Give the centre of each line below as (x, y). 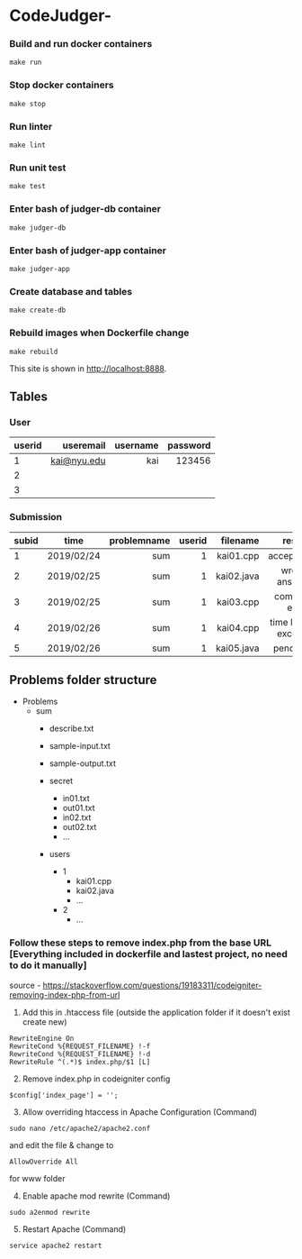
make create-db (38, 310)
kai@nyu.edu (78, 461)
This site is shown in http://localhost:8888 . (88, 368)
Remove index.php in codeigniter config (96, 1079)
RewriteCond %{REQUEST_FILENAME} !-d (80, 1054)
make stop (28, 104)
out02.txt (80, 827)
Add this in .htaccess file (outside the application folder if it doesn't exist (156, 1012)
